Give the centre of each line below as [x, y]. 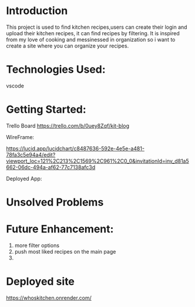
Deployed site [41, 281]
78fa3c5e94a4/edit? [31, 154]
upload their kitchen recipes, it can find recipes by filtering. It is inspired [93, 33]
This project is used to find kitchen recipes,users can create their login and [97, 27]
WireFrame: [20, 137]
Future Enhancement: [60, 229]
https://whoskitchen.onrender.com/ [49, 298]
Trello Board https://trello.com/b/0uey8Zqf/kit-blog [68, 126]
